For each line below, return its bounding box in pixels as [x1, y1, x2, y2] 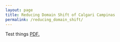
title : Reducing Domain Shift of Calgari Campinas [5, 12, 115, 17]
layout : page [5, 7, 33, 13]
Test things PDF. [5, 31, 40, 37]
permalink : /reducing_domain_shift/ [5, 17, 83, 22]
